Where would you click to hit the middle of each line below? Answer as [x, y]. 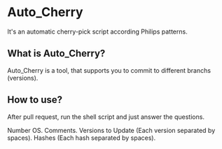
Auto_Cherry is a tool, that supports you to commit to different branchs [109, 70]
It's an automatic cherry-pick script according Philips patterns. [97, 31]
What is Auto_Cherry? [56, 54]
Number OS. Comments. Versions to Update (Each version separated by [111, 130]
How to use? [35, 100]
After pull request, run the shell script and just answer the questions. [106, 117]
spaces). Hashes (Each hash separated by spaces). [82, 138]
